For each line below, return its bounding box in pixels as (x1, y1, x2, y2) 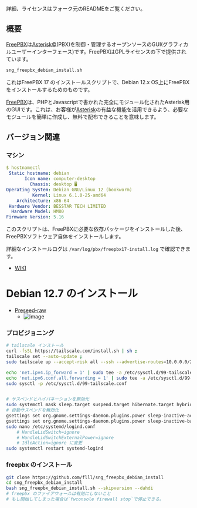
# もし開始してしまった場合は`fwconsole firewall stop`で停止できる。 (6, 496, 164, 502)
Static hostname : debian (8, 170, 69, 177)
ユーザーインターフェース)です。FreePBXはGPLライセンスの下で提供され (11, 48, 186, 55)
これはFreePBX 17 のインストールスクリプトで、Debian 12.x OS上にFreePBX (6, 78, 190, 85)
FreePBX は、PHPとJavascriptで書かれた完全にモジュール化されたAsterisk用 (6, 98, 190, 105)
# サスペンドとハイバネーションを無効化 (6, 396, 90, 402)
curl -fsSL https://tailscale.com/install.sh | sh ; (6, 348, 138, 354)
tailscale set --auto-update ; (6, 354, 83, 360)
